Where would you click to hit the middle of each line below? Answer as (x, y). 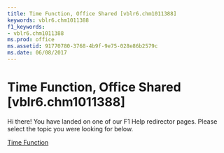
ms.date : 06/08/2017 (37, 53)
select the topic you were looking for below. (70, 129)
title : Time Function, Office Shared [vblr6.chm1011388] (92, 14)
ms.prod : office (31, 40)
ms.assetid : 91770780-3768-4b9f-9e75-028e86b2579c (83, 46)
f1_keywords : (26, 27)
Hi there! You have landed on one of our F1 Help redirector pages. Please (112, 121)
